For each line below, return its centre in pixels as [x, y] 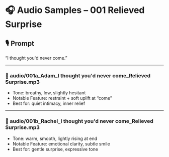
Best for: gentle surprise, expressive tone [55, 149]
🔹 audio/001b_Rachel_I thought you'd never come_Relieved [79, 121]
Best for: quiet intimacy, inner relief [49, 103]
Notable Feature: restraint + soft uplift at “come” [62, 98]
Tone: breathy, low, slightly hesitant [49, 93]
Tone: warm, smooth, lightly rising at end [55, 138]
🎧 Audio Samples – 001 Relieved [75, 10]
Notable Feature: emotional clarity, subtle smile [61, 143]
